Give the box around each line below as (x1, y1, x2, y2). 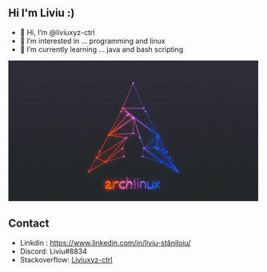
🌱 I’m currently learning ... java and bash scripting (19, 44, 184, 54)
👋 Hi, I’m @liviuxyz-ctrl (19, 27, 95, 37)
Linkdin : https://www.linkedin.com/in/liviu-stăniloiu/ (19, 238, 191, 247)
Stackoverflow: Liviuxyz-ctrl (19, 254, 114, 264)
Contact (8, 217, 50, 231)
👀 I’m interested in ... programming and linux (19, 36, 165, 45)
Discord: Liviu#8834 (19, 246, 88, 256)
